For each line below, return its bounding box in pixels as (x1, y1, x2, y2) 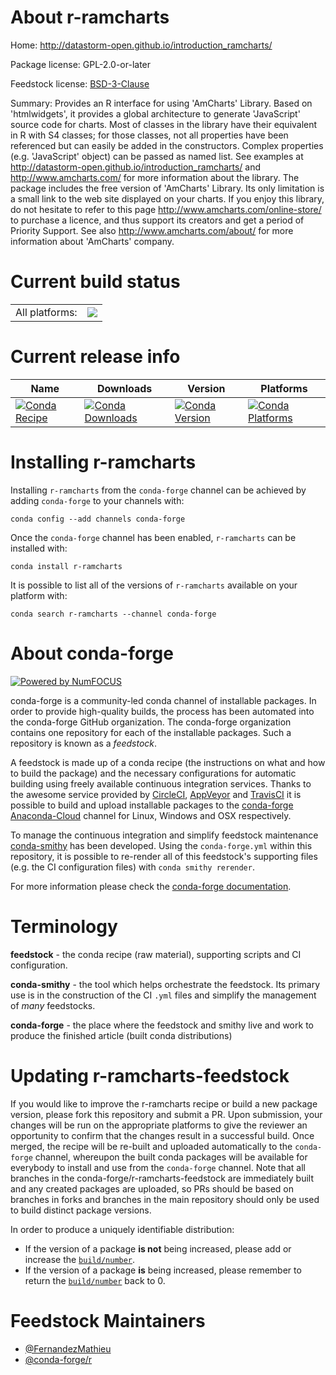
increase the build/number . (24, 1253, 136, 1265)
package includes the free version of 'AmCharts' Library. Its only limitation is (10, 182, 325, 194)
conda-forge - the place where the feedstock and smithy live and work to (10, 1019, 314, 1031)
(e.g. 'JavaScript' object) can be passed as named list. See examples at (10, 150, 304, 162)
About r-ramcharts (10, 6, 170, 29)
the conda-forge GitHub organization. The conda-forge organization (10, 716, 292, 728)
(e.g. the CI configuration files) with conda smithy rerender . (10, 861, 255, 873)
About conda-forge (10, 642, 174, 665)
